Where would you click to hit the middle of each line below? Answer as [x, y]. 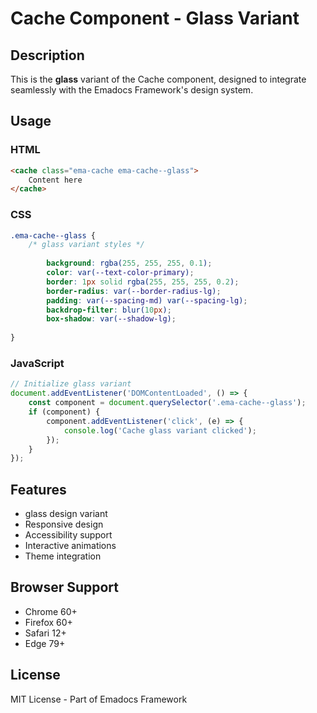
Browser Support [65, 587]
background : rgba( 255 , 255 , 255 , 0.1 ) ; [129, 263]
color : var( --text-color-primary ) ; [120, 273]
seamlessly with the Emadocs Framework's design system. [132, 90]
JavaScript [37, 364]
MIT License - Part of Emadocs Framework [99, 699]
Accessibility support [68, 535]
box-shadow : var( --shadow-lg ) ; [111, 319]
